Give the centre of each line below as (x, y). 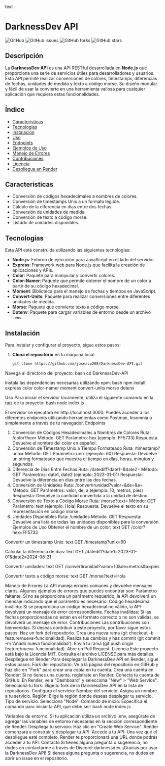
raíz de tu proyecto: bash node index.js (45, 403)
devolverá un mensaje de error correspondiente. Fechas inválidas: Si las (78, 612)
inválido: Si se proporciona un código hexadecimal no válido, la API (73, 606)
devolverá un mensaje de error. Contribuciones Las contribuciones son (77, 622)
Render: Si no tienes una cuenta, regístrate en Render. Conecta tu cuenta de (82, 675)
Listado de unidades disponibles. (46, 223)
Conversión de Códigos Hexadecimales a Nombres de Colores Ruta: (82, 432)
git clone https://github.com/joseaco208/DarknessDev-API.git (77, 364)
